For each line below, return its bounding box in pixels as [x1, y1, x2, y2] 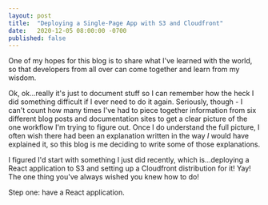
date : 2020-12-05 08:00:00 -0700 [8, 26, 127, 34]
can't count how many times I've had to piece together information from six [8, 106, 257, 115]
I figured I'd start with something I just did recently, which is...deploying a [8, 155, 250, 165]
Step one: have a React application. [8, 187, 126, 197]
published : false [8, 34, 66, 42]
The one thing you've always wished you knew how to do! [8, 172, 200, 182]
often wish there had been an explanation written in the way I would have [8, 131, 250, 141]
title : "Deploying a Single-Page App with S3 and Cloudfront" [8, 19, 224, 27]
